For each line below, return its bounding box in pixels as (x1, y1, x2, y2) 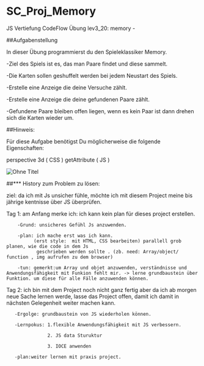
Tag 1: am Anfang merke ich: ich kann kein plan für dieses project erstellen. (6, 210, 195, 217)
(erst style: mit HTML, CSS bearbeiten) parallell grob (33, 237, 182, 244)
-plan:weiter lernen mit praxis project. (14, 354, 122, 360)
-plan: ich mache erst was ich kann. (17, 233, 114, 239)
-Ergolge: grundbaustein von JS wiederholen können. (14, 311, 151, 317)
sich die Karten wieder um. (6, 114, 75, 121)
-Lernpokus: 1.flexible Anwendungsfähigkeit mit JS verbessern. (14, 321, 182, 328)
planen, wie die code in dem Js (6, 243, 89, 249)
